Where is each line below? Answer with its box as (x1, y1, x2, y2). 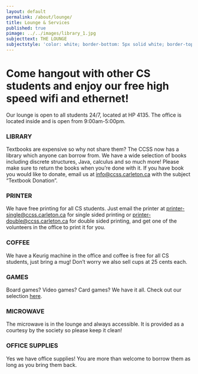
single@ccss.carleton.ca (6, 211, 66, 219)
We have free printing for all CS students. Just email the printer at (6, 205, 165, 212)
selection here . (6, 293, 42, 299)
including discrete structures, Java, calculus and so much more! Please (6, 158, 180, 166)
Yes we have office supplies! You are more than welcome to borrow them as (6, 355, 191, 362)
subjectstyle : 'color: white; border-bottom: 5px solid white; (6, 42, 165, 48)
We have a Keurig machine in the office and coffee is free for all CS (6, 251, 169, 259)
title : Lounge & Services (6, 19, 70, 25)
